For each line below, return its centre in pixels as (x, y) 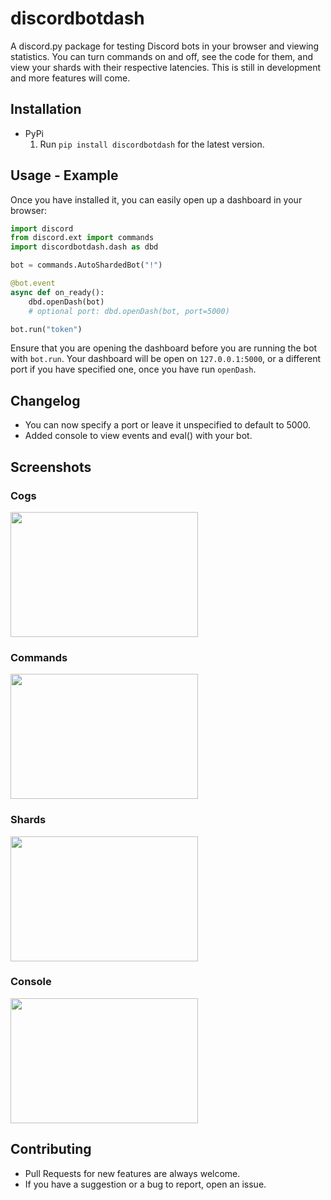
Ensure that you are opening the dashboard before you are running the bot (164, 348)
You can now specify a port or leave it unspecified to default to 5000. (167, 425)
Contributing (51, 1149)
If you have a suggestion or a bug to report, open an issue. (145, 1184)
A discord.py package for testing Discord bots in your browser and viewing (165, 46)
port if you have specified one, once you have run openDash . (133, 369)
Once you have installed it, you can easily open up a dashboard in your (156, 199)
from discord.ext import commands (82, 238)
